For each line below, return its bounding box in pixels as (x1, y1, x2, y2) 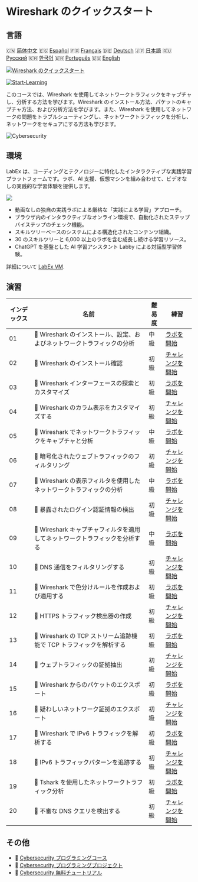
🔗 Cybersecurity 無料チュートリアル (14, 869, 103, 876)
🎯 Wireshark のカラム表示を (34, 403, 111, 411)
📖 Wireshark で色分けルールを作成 (34, 583, 129, 591)
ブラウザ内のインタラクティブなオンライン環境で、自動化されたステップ (14, 213, 190, 220)
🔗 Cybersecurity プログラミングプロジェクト (14, 862, 123, 869)
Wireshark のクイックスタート (6, 5, 154, 18)
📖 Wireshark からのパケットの (34, 680, 117, 689)
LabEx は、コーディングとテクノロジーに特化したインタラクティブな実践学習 (6, 167, 192, 174)
